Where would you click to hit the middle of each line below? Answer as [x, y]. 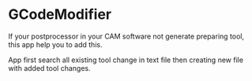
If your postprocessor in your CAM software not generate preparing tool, [126, 36]
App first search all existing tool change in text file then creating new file [126, 60]
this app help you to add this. [55, 44]
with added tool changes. [49, 68]
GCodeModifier [60, 15]
